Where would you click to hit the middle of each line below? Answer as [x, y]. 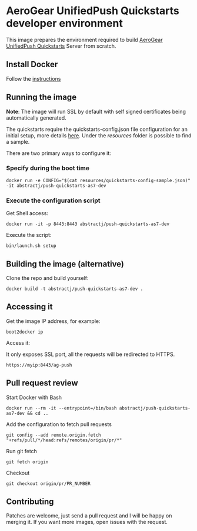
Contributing [30, 501]
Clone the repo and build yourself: [47, 278]
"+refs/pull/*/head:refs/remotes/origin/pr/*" [64, 440]
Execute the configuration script [54, 200]
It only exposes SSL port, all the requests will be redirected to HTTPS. [91, 354]
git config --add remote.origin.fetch [54, 435]
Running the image [41, 98]
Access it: [18, 342]
